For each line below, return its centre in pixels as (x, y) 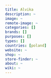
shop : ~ (13, 55)
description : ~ (20, 14)
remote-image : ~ (21, 23)
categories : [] (20, 28)
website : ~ (16, 50)
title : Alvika (19, 9)
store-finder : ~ (21, 59)
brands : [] (16, 32)
